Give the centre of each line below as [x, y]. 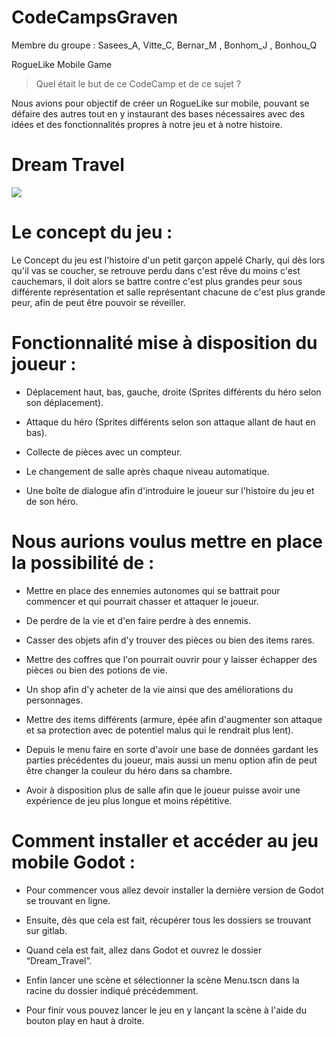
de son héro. [52, 501]
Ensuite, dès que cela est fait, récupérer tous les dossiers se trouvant [168, 920]
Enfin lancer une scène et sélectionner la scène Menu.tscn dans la [162, 980]
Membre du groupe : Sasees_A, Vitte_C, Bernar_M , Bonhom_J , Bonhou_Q [164, 45]
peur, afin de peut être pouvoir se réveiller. [98, 302]
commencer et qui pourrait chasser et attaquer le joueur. [142, 601]
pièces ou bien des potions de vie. [96, 670]
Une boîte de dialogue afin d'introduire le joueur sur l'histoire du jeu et [170, 490]
